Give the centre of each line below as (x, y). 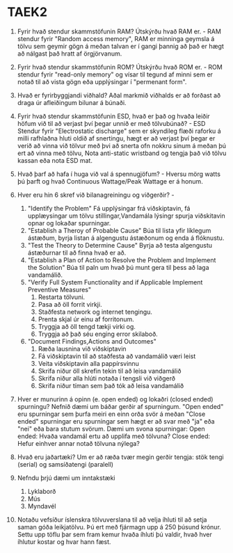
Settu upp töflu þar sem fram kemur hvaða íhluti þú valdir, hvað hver (114, 534)
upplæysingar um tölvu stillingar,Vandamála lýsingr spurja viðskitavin (127, 216)
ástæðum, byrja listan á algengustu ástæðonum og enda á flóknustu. (126, 238)
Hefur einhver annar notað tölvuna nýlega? (79, 443)
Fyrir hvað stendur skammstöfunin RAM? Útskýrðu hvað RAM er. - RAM (119, 31)
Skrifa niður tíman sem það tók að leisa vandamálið (111, 385)
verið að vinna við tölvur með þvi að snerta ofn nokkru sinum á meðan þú (122, 145)
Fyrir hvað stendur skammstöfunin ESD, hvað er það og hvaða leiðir (113, 116)
